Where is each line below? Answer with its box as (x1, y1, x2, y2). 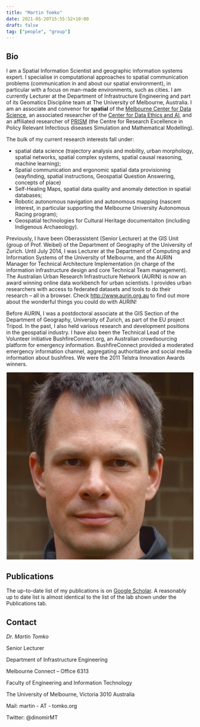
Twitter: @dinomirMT (6, 714, 58, 721)
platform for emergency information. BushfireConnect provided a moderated (6, 342, 193, 349)
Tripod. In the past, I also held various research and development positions (6, 323, 189, 330)
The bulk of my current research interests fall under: (6, 136, 135, 143)
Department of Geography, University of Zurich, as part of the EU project (6, 316, 185, 323)
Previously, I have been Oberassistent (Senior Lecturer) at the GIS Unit (6, 235, 179, 242)
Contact (6, 617, 37, 627)
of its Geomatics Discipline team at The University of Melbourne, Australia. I (6, 99, 192, 106)
